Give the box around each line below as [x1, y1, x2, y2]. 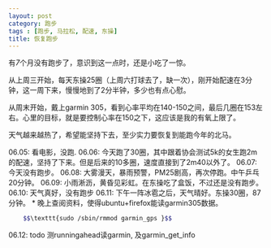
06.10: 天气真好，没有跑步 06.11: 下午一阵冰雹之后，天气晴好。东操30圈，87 [8, 188, 261, 198]
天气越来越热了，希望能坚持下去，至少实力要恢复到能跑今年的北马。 [8, 130, 236, 140]
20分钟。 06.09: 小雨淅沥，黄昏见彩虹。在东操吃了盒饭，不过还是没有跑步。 [8, 178, 264, 188]
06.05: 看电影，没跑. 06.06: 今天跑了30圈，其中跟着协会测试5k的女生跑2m [8, 147, 258, 157]
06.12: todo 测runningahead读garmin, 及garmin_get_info [8, 230, 196, 240]
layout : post [8, 11, 53, 20]
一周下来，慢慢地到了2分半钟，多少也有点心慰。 [29, 85, 191, 95]
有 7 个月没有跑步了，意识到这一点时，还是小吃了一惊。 [8, 58, 191, 67]
